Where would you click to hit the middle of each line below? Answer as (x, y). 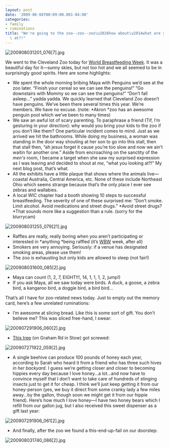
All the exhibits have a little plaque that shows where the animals (79, 174)
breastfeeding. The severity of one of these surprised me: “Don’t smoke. (88, 200)
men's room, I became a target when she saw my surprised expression (86, 157)
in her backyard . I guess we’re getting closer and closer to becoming (84, 368)
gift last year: (26, 411)
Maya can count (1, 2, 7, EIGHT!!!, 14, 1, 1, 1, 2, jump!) (66, 277)
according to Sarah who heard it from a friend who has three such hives (87, 362)
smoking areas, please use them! (47, 252)
